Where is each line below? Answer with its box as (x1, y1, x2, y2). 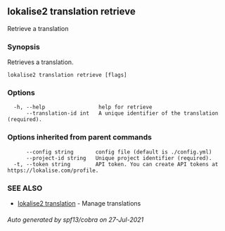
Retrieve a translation (7, 24, 69, 32)
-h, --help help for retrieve (13, 104, 153, 111)
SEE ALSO (7, 183, 43, 193)
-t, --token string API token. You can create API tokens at (13, 161, 219, 168)
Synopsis (7, 42, 40, 51)
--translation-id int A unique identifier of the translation (25, 110, 219, 117)
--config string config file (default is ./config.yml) (25, 148, 212, 156)
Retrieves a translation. (7, 58, 74, 66)
